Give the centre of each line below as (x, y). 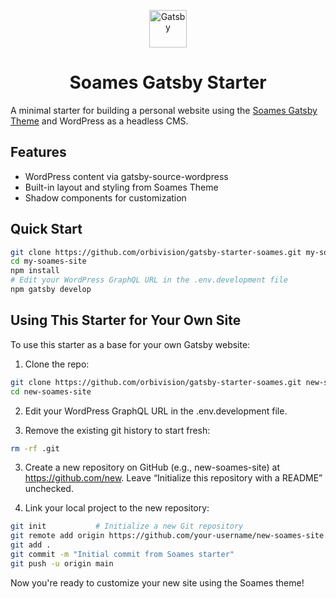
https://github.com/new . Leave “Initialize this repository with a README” (173, 478)
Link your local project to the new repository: (117, 508)
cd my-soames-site (48, 261)
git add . (31, 545)
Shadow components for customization (105, 197)
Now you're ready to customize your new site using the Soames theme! (157, 582)
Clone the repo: (57, 364)
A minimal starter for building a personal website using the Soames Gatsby (164, 110)
